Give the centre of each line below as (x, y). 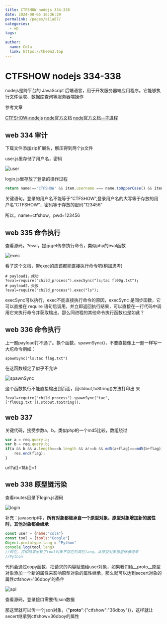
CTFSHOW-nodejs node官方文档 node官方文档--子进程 (62, 118)
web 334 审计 (27, 135)
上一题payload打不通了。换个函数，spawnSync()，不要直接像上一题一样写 (81, 342)
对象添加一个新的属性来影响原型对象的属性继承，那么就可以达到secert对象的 (83, 573)
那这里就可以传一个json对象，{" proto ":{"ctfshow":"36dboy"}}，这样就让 (79, 610)
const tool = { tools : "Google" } (38, 538)
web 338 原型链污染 (36, 485)
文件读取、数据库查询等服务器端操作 (46, 97)
